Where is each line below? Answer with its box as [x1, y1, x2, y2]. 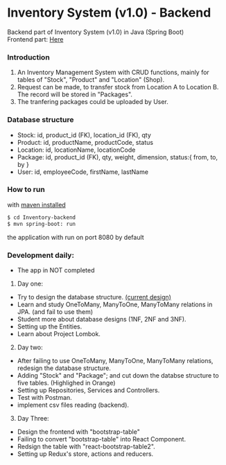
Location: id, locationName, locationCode [17, 146, 136, 154]
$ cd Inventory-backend [7, 213, 76, 221]
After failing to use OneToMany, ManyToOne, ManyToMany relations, [17, 356, 214, 365]
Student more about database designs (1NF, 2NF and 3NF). [17, 315, 186, 323]
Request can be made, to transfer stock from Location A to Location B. [17, 83, 219, 91]
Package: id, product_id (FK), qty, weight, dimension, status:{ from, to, [17, 152, 218, 161]
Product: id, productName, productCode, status [17, 138, 154, 146]
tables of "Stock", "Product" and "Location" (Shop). [17, 76, 165, 84]
